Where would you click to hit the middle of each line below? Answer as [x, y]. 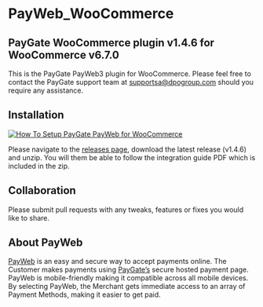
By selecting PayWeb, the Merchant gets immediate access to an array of [127, 287]
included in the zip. [39, 166]
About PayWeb [46, 243]
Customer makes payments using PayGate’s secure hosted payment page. [128, 270]
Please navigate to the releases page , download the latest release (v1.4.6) [128, 149]
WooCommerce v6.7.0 [64, 55]
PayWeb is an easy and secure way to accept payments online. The [117, 261]
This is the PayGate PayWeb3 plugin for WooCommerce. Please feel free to [130, 74]
